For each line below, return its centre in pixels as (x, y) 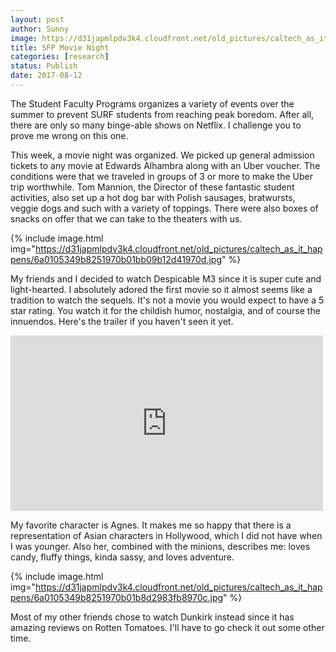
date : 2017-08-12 (46, 76)
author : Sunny (40, 29)
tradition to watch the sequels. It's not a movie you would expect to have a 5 (167, 300)
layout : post (37, 19)
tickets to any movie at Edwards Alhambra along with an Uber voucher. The (165, 165)
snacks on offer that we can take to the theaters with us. (126, 218)
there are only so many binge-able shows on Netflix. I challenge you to (156, 125)
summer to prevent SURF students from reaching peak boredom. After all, (162, 114)
